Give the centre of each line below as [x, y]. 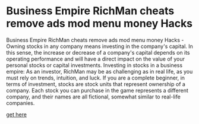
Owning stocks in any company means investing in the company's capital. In [99, 46]
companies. [20, 103]
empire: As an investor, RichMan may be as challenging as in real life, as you [99, 71]
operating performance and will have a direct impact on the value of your [96, 59]
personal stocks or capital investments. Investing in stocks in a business [94, 65]
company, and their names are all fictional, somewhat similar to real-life [94, 97]
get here [16, 115]
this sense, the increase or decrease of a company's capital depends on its [98, 52]
